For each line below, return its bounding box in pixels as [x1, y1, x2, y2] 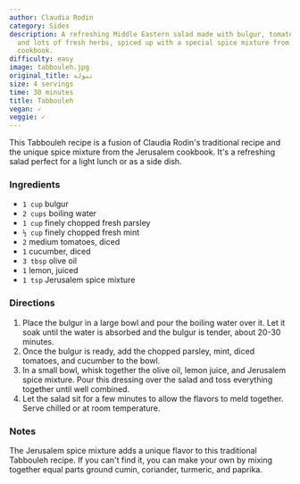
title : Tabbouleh [9, 96, 74, 105]
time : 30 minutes [9, 88, 74, 96]
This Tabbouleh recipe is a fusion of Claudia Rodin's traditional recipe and [9, 138, 281, 148]
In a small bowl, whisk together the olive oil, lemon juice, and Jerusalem [21, 364, 287, 375]
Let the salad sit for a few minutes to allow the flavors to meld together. [21, 393, 284, 404]
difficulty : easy [9, 54, 74, 63]
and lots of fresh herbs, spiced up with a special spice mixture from [17, 38, 290, 47]
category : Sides [9, 21, 70, 30]
